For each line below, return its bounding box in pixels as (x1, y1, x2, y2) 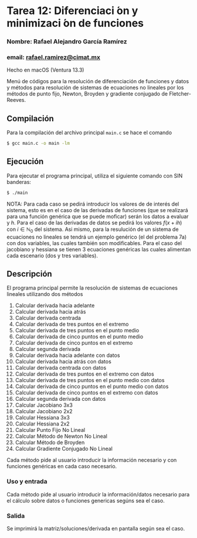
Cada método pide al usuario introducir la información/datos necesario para (6, 491, 190, 498)
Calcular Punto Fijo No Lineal (15, 427, 86, 434)
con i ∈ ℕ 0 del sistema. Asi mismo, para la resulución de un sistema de (6, 226, 179, 234)
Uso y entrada (6, 478, 47, 486)
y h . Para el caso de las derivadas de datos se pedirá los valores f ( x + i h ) (6, 219, 182, 226)
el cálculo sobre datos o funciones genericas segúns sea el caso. (6, 497, 165, 504)
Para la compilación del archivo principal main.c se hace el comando (6, 129, 172, 136)
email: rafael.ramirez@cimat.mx (6, 53, 100, 62)
